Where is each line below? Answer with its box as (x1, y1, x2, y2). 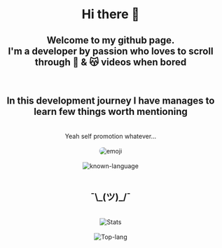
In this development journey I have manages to (6, 95, 215, 107)
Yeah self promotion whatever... (64, 132, 157, 140)
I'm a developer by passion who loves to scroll (8, 45, 214, 57)
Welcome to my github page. (46, 34, 175, 46)
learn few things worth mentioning (34, 106, 188, 118)
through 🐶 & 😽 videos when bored (34, 56, 187, 68)
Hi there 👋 (81, 6, 140, 22)
